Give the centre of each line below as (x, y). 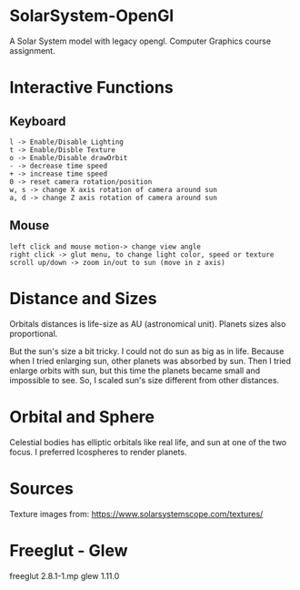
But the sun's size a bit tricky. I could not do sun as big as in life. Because (147, 351)
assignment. (33, 50)
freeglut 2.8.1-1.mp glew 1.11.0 (65, 575)
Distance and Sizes (83, 298)
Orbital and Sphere (82, 417)
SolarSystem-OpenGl (92, 16)
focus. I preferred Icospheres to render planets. (98, 452)
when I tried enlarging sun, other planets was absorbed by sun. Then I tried (150, 361)
